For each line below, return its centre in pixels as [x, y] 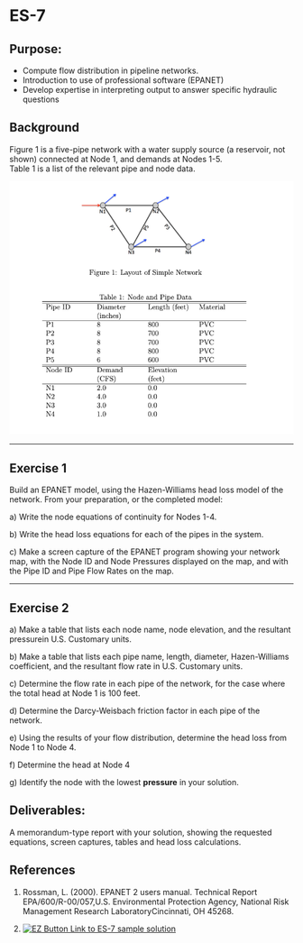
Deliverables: [47, 811]
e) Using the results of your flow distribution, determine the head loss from [148, 738]
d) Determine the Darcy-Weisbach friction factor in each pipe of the [135, 711]
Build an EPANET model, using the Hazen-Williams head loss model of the [147, 490]
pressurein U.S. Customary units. [71, 639]
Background [44, 128]
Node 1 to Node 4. [43, 747]
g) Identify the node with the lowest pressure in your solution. [124, 783]
